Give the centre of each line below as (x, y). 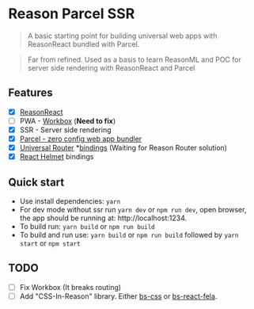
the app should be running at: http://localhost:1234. (103, 218)
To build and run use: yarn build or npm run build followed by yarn (129, 235)
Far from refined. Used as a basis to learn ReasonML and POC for (134, 59)
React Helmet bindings (57, 157)
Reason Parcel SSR (72, 14)
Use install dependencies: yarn (70, 201)
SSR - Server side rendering (65, 130)
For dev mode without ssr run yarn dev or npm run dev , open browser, (133, 209)
